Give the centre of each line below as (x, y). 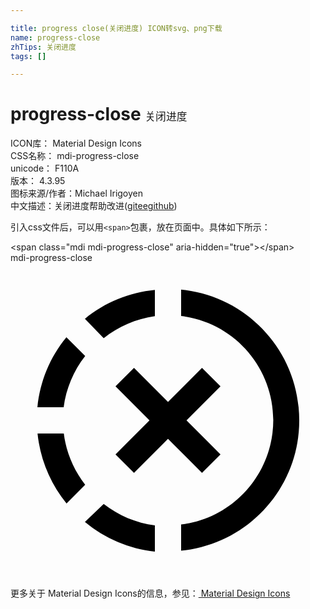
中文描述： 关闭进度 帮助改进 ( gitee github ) (94, 206)
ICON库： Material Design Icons (76, 143)
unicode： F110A (45, 168)
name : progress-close (55, 37)
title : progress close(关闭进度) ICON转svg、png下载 (116, 28)
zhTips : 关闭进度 (43, 47)
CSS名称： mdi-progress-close (75, 156)
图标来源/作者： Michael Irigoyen (77, 193)
